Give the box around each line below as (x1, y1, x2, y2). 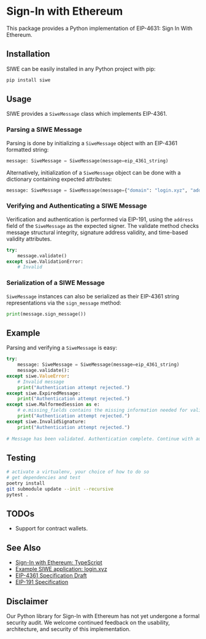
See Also (6, 542, 41, 553)
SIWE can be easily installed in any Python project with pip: (6, 65, 156, 72)
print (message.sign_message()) (6, 311, 86, 317)
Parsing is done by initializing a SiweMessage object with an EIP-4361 (6, 139, 178, 146)
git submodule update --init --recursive (6, 486, 114, 492)
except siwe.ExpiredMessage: (6, 390, 81, 396)
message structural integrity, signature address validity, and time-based (6, 229, 188, 236)
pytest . (6, 491, 29, 497)
